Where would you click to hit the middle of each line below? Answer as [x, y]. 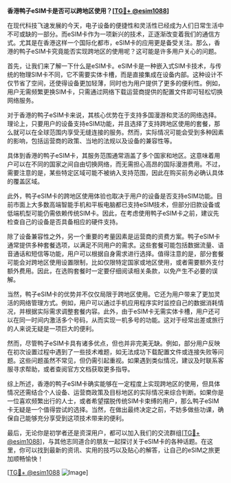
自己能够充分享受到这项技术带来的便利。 [70, 418]
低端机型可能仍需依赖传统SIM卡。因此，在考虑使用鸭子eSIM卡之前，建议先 [113, 213]
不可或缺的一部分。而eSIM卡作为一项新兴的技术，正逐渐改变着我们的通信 [111, 34]
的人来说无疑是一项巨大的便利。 [52, 329]
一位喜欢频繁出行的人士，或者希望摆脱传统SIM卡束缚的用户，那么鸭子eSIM [113, 401]
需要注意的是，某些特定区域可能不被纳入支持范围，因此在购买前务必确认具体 [115, 173]
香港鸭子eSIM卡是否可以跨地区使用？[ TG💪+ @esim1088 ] [88, 11]
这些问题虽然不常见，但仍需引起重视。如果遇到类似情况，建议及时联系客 [121, 360]
